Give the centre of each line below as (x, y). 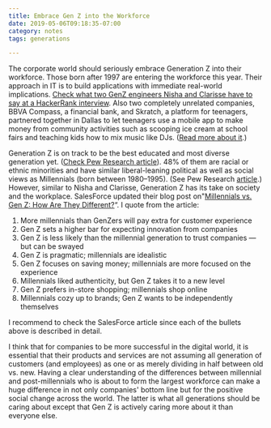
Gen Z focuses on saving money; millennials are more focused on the (135, 263)
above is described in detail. (55, 331)
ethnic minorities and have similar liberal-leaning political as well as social (131, 170)
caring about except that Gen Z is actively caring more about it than (121, 407)
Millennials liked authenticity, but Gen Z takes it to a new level (122, 281)
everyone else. (33, 416)
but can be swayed (52, 246)
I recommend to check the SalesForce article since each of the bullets (125, 323)
